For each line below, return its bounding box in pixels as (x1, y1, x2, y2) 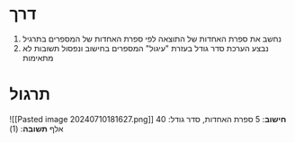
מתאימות (22, 52, 54, 63)
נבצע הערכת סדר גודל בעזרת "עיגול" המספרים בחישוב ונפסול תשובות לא (22, 42, 269, 53)
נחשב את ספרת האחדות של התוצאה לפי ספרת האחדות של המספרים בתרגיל (22, 33, 282, 44)
